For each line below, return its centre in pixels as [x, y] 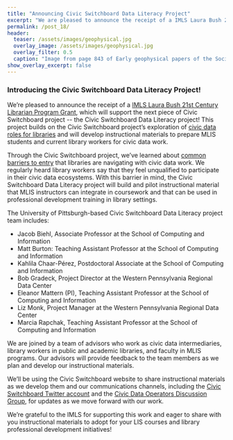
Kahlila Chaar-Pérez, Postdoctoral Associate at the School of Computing [120, 263]
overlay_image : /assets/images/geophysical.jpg [84, 46]
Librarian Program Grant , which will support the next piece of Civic [102, 112]
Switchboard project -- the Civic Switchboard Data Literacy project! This [110, 120]
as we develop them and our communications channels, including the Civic [114, 386]
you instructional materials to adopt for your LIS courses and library [103, 422]
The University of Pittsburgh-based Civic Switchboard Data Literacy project [115, 213]
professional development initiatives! [60, 429]
